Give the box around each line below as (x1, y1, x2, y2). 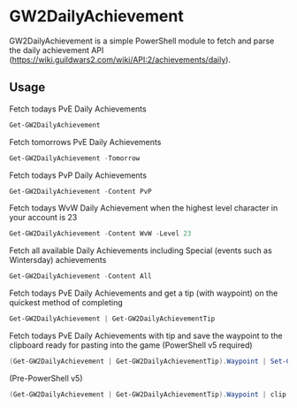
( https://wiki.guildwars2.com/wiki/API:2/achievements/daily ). (9, 54, 232, 65)
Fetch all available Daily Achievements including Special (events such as (9, 245, 272, 256)
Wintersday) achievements (9, 255, 107, 266)
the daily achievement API (9, 44, 104, 55)
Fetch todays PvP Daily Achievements (9, 170, 148, 181)
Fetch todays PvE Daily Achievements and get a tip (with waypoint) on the (9, 288, 278, 298)
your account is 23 (9, 212, 78, 223)
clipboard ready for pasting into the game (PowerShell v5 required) (9, 340, 254, 350)
